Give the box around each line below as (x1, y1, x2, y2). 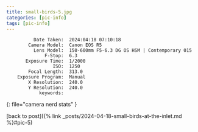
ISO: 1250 (52, 63, 80, 70)
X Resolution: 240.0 (28, 80, 83, 86)
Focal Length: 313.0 (28, 69, 83, 75)
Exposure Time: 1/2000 (25, 58, 86, 64)
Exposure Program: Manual (17, 74, 86, 80)
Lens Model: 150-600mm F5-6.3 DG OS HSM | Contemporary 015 (33, 47, 192, 54)
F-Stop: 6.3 (44, 53, 78, 59)
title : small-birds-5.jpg (6, 9, 72, 15)
